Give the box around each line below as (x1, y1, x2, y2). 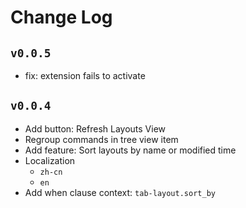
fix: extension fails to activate (24, 70, 146, 81)
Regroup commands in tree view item (24, 133, 179, 145)
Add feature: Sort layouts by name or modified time (24, 144, 237, 156)
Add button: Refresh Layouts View (24, 122, 167, 135)
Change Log (10, 6, 113, 29)
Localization (24, 154, 76, 166)
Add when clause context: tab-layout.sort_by (24, 186, 216, 198)
